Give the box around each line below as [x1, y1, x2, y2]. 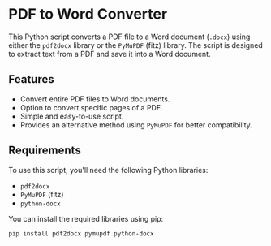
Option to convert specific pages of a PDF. [19, 102, 163, 112]
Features [8, 72, 54, 86]
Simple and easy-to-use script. [19, 111, 124, 121]
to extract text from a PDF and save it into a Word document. [8, 49, 211, 58]
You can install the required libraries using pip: [8, 214, 164, 223]
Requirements [8, 144, 81, 158]
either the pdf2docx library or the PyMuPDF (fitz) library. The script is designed [8, 40, 264, 50]
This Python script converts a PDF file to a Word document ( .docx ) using [8, 32, 251, 41]
